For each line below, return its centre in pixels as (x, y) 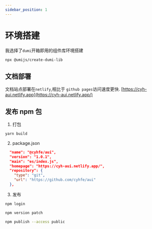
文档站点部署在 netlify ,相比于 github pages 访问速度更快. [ (64, 89)
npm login (15, 204)
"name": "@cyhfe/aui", (33, 152)
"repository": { (26, 171)
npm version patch (24, 213)
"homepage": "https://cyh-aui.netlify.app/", (57, 166)
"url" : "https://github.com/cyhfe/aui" (55, 180)
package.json (26, 143)
